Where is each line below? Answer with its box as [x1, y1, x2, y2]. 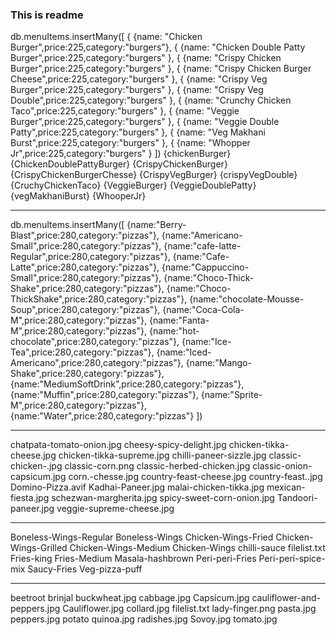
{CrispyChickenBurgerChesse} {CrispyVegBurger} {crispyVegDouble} [10, 169, 298, 181]
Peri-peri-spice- [258, 553, 326, 565]
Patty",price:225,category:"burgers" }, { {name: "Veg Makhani [10, 126, 266, 138]
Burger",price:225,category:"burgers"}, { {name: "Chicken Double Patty [10, 41, 306, 53]
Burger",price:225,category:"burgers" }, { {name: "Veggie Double [10, 116, 280, 128]
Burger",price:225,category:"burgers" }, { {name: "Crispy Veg [10, 84, 264, 96]
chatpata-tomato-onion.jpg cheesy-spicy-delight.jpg [10, 439, 227, 451]
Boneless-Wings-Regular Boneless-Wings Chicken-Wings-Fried [10, 531, 274, 543]
